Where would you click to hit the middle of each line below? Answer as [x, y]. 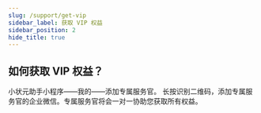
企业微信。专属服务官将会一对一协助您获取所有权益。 [115, 101]
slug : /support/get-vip [47, 15]
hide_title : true [37, 37]
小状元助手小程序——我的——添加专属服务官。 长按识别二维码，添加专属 [127, 92]
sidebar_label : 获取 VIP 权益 [55, 23]
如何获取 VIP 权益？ [56, 71]
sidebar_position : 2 [42, 30]
